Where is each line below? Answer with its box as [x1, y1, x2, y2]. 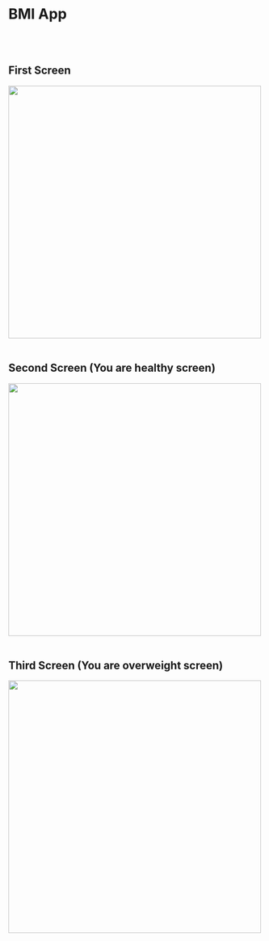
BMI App [8, 5, 67, 23]
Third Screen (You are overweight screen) [8, 658, 224, 672]
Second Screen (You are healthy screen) [8, 361, 216, 375]
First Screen [8, 64, 71, 78]
